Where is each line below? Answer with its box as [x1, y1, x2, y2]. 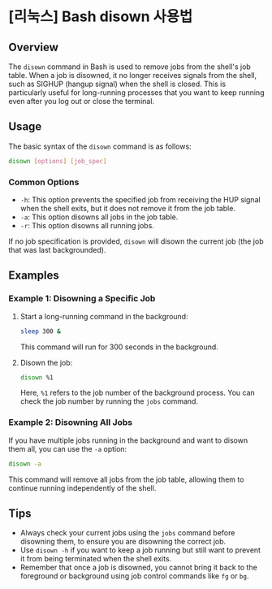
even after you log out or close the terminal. [8, 97, 155, 106]
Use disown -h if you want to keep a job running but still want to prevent [19, 545, 261, 555]
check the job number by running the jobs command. [19, 396, 199, 406]
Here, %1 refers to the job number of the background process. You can [19, 388, 256, 398]
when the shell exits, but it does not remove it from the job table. [19, 203, 235, 213]
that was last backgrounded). [8, 245, 106, 254]
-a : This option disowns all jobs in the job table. [19, 212, 179, 222]
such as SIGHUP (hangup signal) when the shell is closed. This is [8, 79, 226, 89]
